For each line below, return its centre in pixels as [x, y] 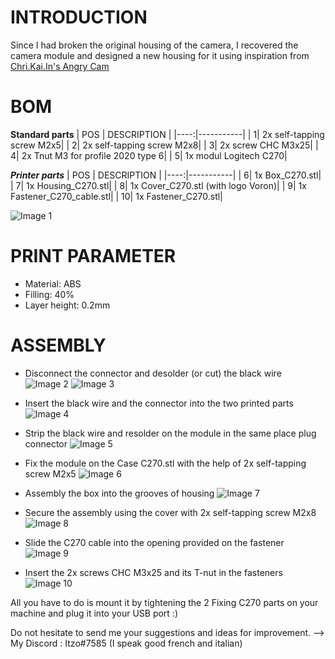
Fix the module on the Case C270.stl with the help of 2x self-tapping [165, 463]
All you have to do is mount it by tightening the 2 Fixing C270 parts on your [164, 602]
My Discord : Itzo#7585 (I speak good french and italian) [126, 643]
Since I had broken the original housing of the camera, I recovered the [154, 45]
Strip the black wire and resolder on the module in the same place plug [170, 433]
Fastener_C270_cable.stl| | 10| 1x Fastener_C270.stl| [116, 196]
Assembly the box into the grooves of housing [119, 493]
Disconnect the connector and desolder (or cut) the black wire [153, 373]
